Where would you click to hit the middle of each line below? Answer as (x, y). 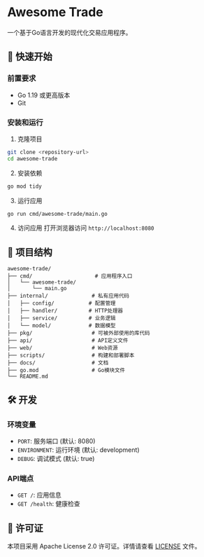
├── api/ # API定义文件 (68, 341)
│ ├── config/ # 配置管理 (62, 303)
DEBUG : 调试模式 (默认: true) (56, 458)
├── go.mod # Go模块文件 (66, 371)
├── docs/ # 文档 (58, 363)
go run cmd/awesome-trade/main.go (58, 214)
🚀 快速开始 (30, 57)
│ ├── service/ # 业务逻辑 (62, 318)
